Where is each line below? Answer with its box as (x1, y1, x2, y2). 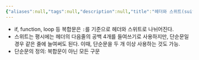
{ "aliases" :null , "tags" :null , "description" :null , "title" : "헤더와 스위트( (5, 8, 185, 15)
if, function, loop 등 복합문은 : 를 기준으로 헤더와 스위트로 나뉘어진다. (14, 25, 174, 32)
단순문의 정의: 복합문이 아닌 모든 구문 (14, 48, 100, 55)
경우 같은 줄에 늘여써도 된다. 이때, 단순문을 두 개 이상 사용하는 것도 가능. (14, 40, 181, 47)
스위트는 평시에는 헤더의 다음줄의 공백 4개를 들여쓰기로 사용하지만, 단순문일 (14, 33, 189, 40)
